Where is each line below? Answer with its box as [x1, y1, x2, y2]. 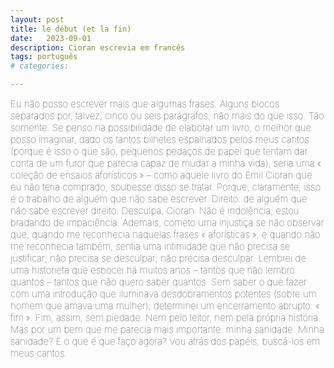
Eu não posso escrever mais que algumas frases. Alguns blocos [10, 97, 280, 110]
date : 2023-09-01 [10, 33, 92, 43]
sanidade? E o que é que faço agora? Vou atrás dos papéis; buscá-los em [10, 335, 321, 348]
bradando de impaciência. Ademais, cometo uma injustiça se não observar [10, 216, 325, 229]
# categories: [10, 61, 70, 71]
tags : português [10, 52, 78, 62]
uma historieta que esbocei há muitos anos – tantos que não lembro [10, 264, 295, 276]
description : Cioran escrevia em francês [10, 42, 186, 53]
